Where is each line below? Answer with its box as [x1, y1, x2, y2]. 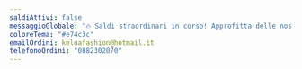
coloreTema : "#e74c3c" [9, 30, 94, 39]
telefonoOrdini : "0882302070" [9, 47, 123, 56]
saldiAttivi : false [9, 13, 83, 22]
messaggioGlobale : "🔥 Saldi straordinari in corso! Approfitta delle [9, 22, 277, 30]
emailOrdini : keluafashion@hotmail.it [9, 38, 155, 47]
